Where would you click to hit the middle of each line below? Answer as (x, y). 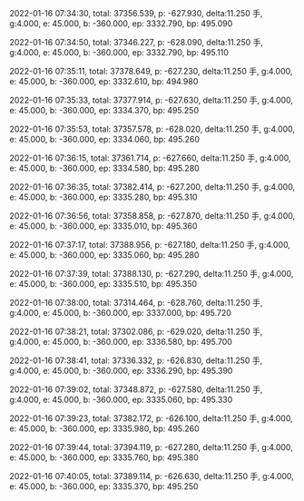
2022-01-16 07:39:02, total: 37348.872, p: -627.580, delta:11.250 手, (136, 389)
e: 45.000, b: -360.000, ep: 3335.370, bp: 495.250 (104, 486)
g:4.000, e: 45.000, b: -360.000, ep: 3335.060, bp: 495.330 (121, 399)
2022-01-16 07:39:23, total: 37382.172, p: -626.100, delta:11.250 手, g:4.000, (151, 418)
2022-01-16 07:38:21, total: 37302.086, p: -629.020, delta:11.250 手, (136, 331)
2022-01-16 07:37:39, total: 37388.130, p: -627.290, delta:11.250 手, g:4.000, (152, 274)
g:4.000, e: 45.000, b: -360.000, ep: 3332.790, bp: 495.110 (119, 52)
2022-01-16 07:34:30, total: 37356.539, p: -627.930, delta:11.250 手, (136, 13)
